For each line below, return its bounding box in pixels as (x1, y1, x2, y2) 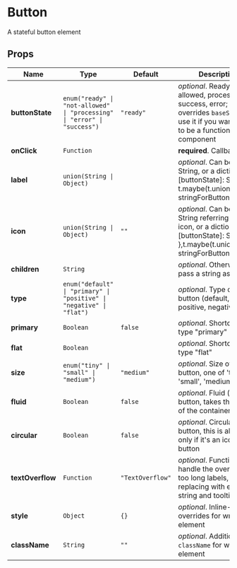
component (178, 134, 217, 144)
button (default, (178, 293, 230, 303)
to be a (178, 125, 201, 135)
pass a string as (178, 268, 231, 278)
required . (178, 146, 209, 156)
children (11, 264, 39, 274)
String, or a (178, 166, 215, 175)
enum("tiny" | (63, 361, 111, 369)
